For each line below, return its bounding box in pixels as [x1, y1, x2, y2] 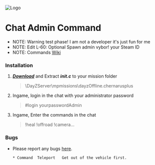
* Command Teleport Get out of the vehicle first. [12, 155, 127, 160]
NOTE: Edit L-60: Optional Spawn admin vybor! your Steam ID [12, 44, 140, 50]
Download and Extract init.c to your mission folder [12, 73, 117, 79]
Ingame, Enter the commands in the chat [12, 112, 96, 118]
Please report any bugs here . [12, 145, 72, 151]
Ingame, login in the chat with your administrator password [12, 92, 134, 98]
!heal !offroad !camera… [24, 121, 75, 127]
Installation [5, 61, 33, 68]
